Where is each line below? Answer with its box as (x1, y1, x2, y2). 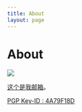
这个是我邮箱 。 (7, 83, 50, 91)
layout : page (7, 17, 45, 24)
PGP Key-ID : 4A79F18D (7, 97, 75, 105)
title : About (7, 10, 45, 17)
